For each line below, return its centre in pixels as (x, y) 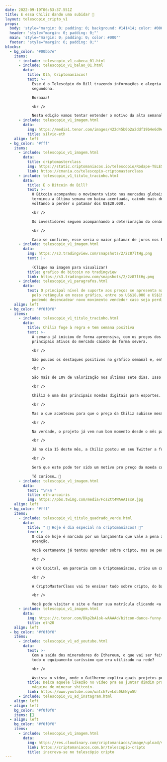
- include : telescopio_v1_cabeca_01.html (62, 61)
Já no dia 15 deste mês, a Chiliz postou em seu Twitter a (94, 450)
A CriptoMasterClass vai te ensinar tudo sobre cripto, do (94, 586)
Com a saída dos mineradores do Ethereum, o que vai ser (92, 655)
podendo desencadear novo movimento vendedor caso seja (91, 300)
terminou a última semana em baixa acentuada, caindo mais (94, 199)
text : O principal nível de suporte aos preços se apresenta (92, 291)
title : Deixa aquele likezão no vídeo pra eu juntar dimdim (91, 683)
